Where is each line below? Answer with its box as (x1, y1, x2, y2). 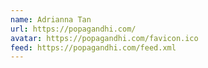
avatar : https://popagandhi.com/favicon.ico (10, 33, 199, 43)
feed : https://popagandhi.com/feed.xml (10, 42, 177, 53)
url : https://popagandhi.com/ (10, 24, 137, 34)
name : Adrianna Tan (10, 14, 92, 25)
